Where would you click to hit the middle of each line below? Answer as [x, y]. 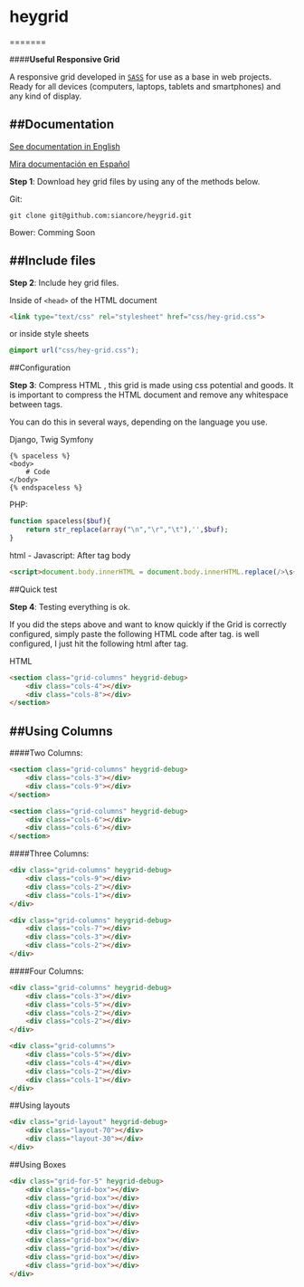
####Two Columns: [46, 753]
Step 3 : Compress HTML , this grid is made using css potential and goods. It [152, 386]
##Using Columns [61, 731]
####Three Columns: [49, 853]
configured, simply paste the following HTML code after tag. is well [134, 634]
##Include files [53, 261]
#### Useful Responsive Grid [65, 59]
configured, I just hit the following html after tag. [99, 643]
